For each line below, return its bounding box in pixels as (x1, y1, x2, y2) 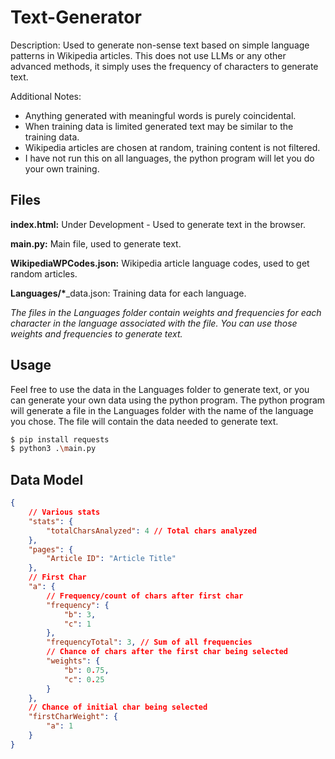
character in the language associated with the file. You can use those (10, 317, 298, 329)
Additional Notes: (10, 90, 82, 102)
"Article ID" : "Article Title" (46, 554, 177, 564)
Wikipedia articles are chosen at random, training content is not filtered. (24, 141, 321, 153)
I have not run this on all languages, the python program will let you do (24, 152, 315, 164)
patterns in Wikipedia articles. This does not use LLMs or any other (10, 49, 287, 61)
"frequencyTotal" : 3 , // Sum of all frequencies (46, 637, 253, 648)
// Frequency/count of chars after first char (46, 591, 244, 601)
